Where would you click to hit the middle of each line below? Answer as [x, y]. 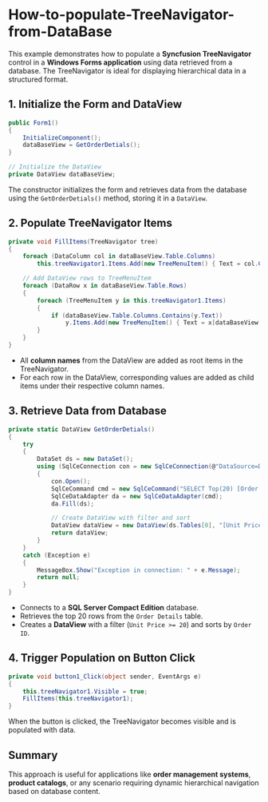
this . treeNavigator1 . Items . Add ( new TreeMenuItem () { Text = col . [148, 264]
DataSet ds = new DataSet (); [85, 459]
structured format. [38, 79]
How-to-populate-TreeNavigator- [122, 15]
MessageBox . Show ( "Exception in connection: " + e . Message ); [139, 570]
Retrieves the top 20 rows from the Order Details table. [111, 616]
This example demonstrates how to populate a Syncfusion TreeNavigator [130, 54]
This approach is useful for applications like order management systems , [130, 774]
